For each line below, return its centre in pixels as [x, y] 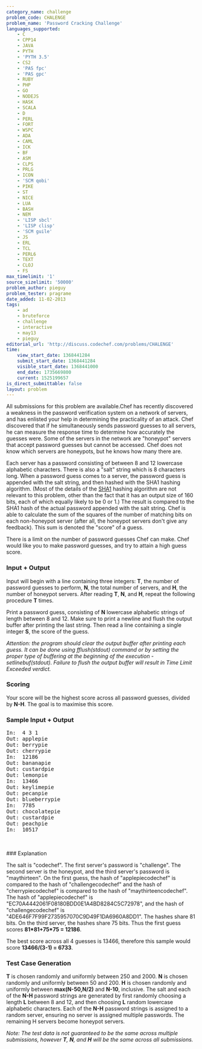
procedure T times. [30, 600]
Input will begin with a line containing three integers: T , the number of [93, 581]
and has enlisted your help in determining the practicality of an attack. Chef [100, 419]
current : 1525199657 [43, 378]
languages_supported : [33, 29]
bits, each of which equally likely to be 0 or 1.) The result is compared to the [100, 502]
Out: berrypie [27, 745]
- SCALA [27, 108]
